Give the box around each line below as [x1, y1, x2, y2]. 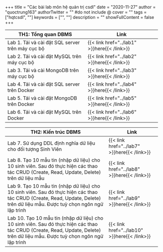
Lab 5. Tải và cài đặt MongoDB [7, 95, 78, 101]
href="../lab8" [108, 166, 140, 172]
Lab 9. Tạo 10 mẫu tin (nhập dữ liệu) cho [7, 183, 100, 189]
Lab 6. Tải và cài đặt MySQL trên [7, 109, 81, 115]
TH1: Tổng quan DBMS [18, 31, 72, 38]
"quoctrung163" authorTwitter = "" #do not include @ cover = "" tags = [5, 9, 147, 15]
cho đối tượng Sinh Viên [7, 146, 62, 152]
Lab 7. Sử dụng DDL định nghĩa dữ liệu [7, 140, 96, 147]
